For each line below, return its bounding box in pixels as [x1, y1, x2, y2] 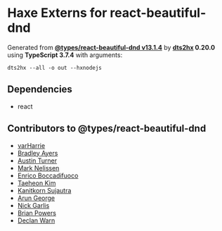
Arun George [17, 194, 55, 202]
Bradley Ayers [17, 149, 58, 157]
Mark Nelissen [17, 163, 60, 172]
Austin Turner [17, 156, 58, 165]
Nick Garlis [17, 201, 50, 209]
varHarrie [17, 141, 46, 149]
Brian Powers [17, 208, 56, 217]
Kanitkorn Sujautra [17, 186, 72, 194]
